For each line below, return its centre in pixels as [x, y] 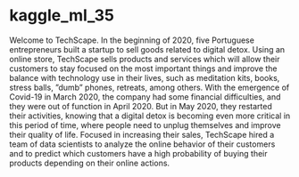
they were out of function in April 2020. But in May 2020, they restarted [141, 106]
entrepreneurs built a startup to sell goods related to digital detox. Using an [147, 49]
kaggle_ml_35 [62, 16]
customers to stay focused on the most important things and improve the [144, 68]
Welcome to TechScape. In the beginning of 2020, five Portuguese [132, 40]
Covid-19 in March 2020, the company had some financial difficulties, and [145, 97]
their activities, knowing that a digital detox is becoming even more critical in [150, 116]
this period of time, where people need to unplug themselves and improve [145, 125]
